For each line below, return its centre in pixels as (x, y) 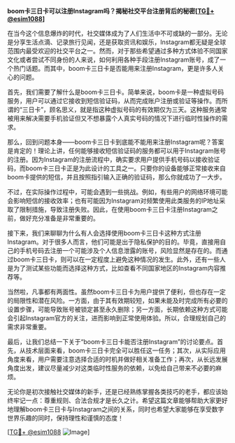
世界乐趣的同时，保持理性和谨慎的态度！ (65, 418)
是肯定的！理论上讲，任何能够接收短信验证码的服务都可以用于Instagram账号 (116, 151)
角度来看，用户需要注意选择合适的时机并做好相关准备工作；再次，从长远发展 (117, 359)
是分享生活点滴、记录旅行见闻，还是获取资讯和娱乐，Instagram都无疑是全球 (116, 42)
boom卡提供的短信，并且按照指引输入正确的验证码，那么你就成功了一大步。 (116, 177)
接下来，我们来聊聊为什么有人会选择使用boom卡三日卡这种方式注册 (104, 233)
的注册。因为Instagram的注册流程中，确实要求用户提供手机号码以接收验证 (114, 159)
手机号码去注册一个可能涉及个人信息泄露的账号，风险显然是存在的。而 (120, 251)
